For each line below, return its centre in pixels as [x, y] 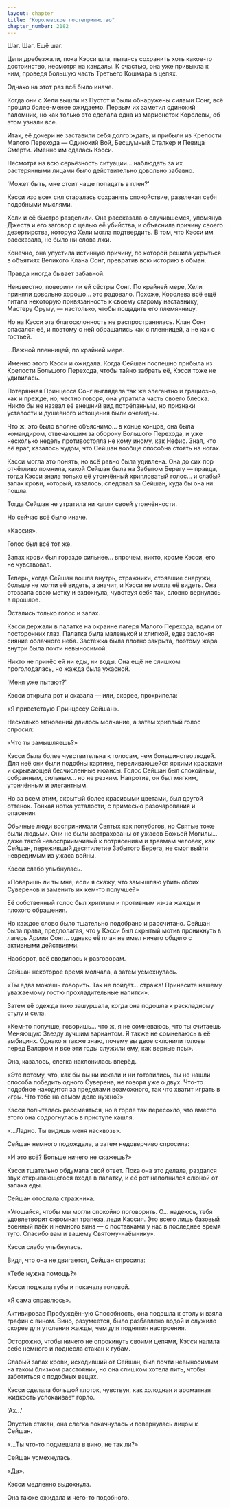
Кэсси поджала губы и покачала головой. [69, 1287]
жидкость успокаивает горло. [51, 1397]
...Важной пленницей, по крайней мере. [66, 350]
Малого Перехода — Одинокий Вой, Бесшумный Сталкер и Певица [106, 143]
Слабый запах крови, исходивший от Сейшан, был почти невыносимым [113, 1362]
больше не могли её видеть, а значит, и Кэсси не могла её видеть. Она [112, 585]
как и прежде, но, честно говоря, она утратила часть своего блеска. [108, 398]
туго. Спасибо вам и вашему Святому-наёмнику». [81, 1234]
